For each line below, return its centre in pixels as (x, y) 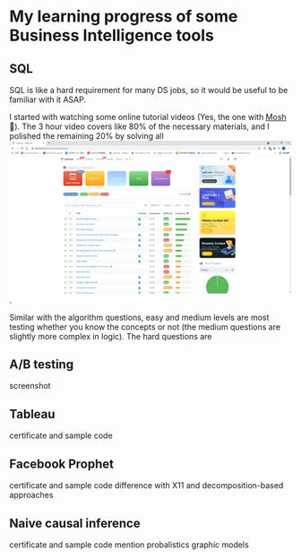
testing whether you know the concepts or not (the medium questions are (145, 327)
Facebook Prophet (62, 464)
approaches (31, 495)
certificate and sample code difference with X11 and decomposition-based (146, 486)
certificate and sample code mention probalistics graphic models (129, 545)
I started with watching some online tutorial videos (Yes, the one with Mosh (148, 117)
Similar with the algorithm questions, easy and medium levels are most (139, 317)
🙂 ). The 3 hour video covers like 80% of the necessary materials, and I (140, 126)
